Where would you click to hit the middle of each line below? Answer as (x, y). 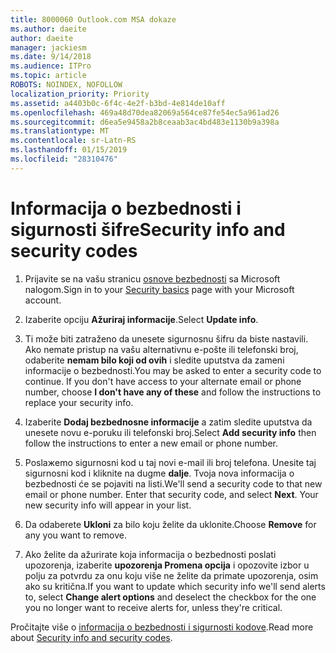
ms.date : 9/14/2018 (51, 57)
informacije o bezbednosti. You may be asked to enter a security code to (173, 370)
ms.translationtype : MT (60, 131)
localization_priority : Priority (80, 94)
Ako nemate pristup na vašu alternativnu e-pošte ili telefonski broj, (161, 349)
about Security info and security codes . (91, 637)
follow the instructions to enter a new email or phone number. (151, 443)
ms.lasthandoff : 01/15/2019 (69, 150)
